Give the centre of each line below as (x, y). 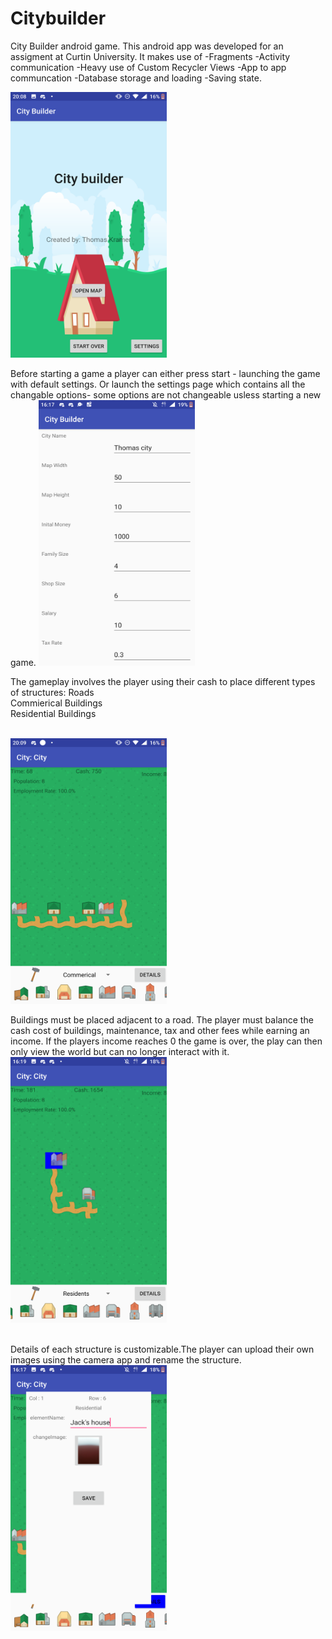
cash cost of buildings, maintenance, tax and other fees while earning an (160, 1030)
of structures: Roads (52, 692)
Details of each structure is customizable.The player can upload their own (162, 1349)
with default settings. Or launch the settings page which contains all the (158, 384)
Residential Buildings (53, 713)
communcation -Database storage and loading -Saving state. (136, 78)
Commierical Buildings (56, 703)
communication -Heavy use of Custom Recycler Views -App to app (148, 67)
